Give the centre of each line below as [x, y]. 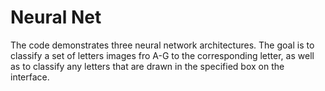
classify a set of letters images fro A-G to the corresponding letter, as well [162, 55]
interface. [30, 77]
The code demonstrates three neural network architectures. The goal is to [162, 45]
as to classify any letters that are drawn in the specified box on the [147, 66]
